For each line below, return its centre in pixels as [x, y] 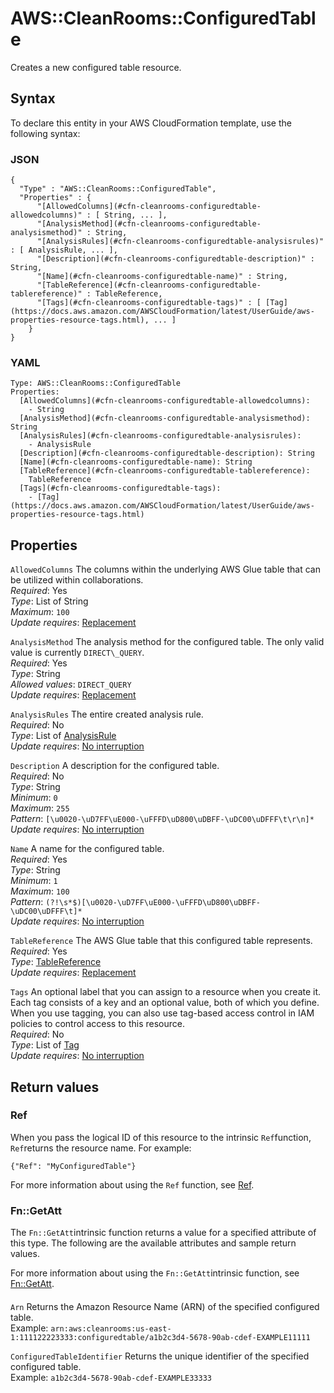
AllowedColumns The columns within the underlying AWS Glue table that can [165, 569]
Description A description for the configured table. [115, 766]
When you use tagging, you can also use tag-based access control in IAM [162, 1013]
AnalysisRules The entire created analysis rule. [107, 714]
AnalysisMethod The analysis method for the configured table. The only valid [167, 642]
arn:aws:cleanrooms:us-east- [111, 1328]
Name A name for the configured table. [87, 849]
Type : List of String [49, 601]
